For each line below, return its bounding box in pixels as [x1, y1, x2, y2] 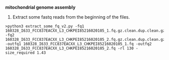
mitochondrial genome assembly [5, 5, 76, 10]
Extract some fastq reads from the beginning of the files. [12, 14, 130, 20]
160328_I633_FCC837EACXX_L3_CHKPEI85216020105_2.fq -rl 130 [5, 46, 134, 51]
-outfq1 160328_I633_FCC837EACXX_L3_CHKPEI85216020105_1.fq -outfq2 [5, 41, 152, 46]
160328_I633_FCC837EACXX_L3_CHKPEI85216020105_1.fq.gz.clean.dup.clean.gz [5, 28, 165, 33]
